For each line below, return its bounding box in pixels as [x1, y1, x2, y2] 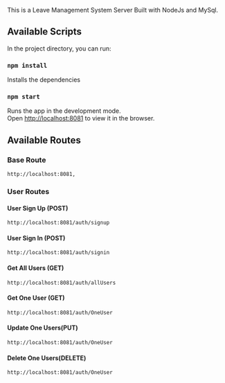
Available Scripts [7, 26, 82, 37]
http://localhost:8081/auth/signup [7, 220, 110, 226]
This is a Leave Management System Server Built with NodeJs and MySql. [7, 6, 219, 14]
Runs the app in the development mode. [7, 107, 121, 115]
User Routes [7, 187, 50, 197]
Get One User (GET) [7, 294, 65, 302]
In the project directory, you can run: [7, 44, 111, 53]
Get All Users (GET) [7, 264, 64, 272]
